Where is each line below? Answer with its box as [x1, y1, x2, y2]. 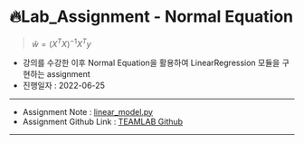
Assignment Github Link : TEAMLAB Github [22, 116, 184, 127]
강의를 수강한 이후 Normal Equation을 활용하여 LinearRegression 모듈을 [22, 57, 280, 68]
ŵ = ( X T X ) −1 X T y [31, 36, 92, 49]
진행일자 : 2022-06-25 [22, 80, 106, 91]
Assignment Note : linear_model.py [22, 106, 154, 117]
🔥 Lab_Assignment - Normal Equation [9, 6, 294, 27]
